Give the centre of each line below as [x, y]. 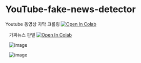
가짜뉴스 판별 [22, 35]
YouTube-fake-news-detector [70, 9]
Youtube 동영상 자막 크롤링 [33, 24]
